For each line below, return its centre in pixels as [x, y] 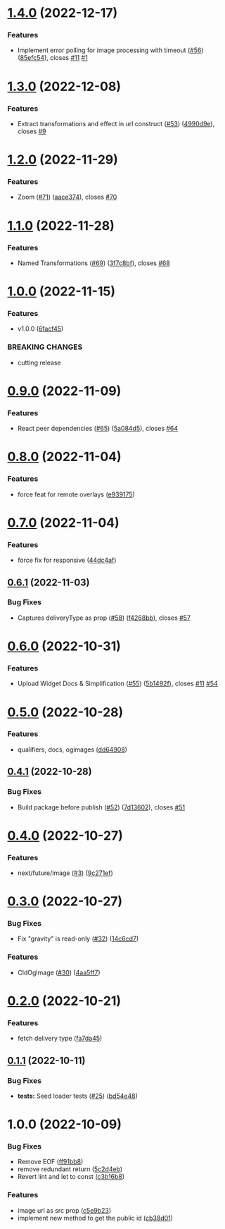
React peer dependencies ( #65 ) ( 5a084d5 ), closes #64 [98, 429]
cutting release [39, 362]
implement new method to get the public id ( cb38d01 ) [95, 1218]
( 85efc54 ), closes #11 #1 [52, 58]
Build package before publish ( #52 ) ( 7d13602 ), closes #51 [101, 807]
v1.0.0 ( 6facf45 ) [40, 329]
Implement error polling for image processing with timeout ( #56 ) [110, 50]
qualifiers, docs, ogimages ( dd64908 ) [72, 750]
